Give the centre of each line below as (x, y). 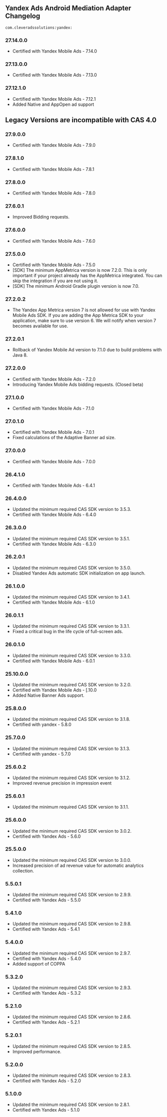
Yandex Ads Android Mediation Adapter (68, 8)
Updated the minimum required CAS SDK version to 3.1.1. (71, 807)
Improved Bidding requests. (41, 217)
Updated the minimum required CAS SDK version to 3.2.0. (72, 685)
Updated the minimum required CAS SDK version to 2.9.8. (72, 924)
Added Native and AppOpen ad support (53, 104)
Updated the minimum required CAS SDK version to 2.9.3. (72, 988)
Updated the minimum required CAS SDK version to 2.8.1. (71, 1104)
